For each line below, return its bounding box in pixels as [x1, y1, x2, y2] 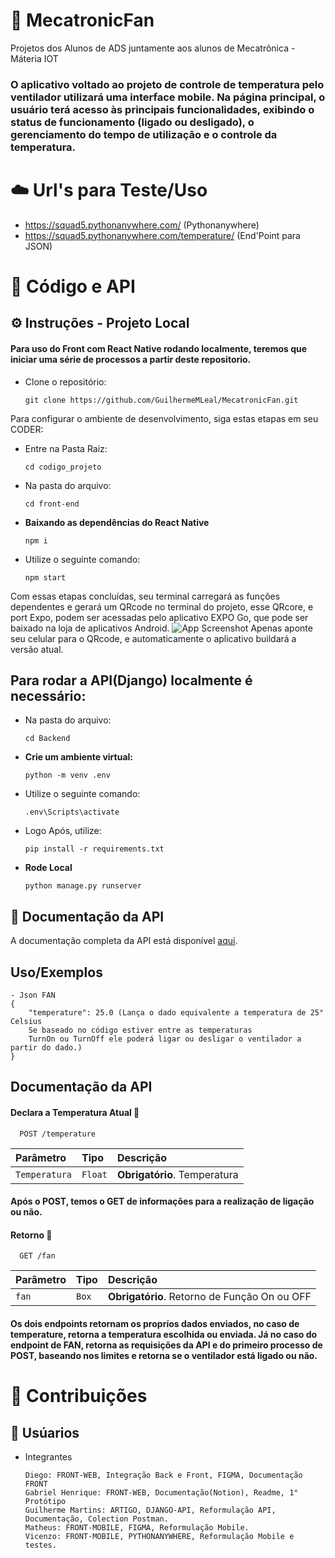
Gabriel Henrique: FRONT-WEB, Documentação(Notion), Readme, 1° [24, 1488, 299, 1498]
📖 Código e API [10, 275, 136, 298]
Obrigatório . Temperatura [116, 1167, 239, 1181]
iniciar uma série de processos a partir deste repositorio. [10, 353, 252, 365]
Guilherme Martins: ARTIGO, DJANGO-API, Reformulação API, [24, 1505, 277, 1515]
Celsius [10, 1017, 43, 1027]
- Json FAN [10, 990, 56, 1001]
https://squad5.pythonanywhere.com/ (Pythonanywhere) [24, 219, 260, 231]
